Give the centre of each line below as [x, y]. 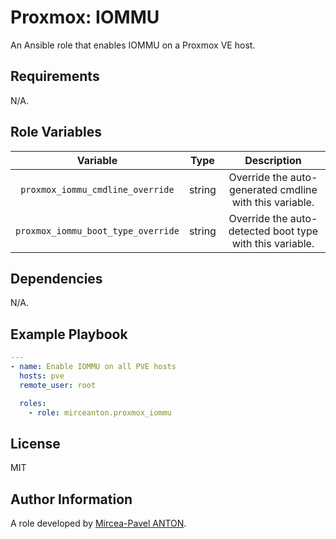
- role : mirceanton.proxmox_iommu [100, 412]
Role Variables [56, 132]
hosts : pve [42, 376]
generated [253, 189]
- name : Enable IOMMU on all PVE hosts [93, 367]
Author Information [71, 499]
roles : [33, 403]
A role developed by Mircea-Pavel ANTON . [98, 523]
